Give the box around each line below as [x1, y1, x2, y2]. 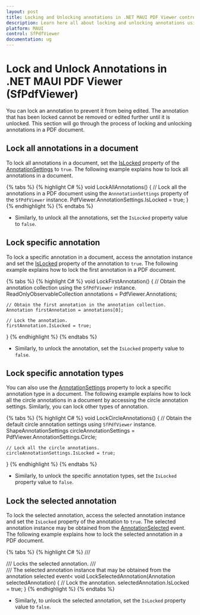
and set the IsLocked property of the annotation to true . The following [6, 260, 179, 267]
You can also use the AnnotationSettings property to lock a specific [6, 384, 171, 391]
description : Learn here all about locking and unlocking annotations [6, 20, 185, 26]
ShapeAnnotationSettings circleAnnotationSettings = [6, 427, 135, 434]
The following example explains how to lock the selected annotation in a [6, 531, 183, 538]
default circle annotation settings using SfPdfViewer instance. [6, 421, 157, 428]
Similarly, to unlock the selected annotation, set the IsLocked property [14, 597, 186, 604]
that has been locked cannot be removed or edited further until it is [6, 113, 171, 120]
